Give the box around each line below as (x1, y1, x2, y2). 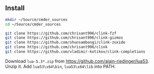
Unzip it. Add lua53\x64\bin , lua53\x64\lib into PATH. (5, 63, 116, 69)
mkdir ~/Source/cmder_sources (5, 17, 68, 22)
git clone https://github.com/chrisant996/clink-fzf (5, 31, 117, 36)
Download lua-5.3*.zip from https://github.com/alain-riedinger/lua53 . (5, 58, 150, 64)
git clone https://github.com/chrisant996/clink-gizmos (5, 35, 123, 40)
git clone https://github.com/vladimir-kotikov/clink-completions (5, 49, 146, 54)
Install (5, 4, 25, 12)
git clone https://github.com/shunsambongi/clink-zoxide (5, 40, 126, 45)
